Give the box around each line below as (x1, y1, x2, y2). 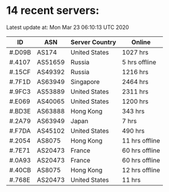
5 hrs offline (121, 58, 157, 66)
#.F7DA (9, 126, 31, 135)
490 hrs (121, 126, 145, 135)
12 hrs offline (121, 165, 161, 174)
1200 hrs (121, 97, 149, 106)
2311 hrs (121, 87, 149, 95)
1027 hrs (121, 48, 149, 56)
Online (131, 37, 151, 46)
